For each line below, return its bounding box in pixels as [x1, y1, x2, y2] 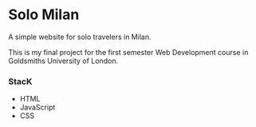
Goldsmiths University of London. [8, 56, 118, 65]
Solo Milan [8, 6, 80, 24]
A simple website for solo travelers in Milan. [8, 32, 152, 42]
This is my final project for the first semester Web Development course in [8, 47, 249, 57]
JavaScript [19, 102, 56, 113]
